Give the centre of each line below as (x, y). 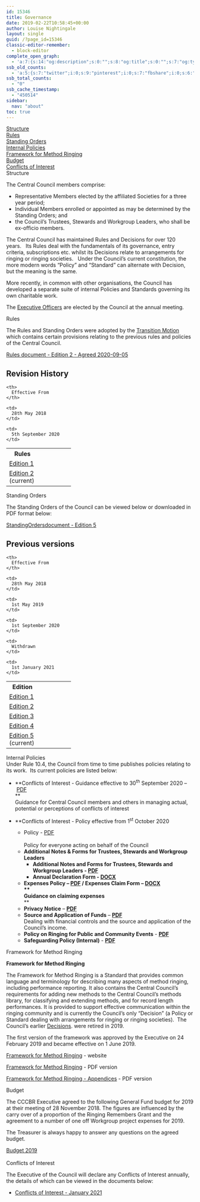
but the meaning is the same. (42, 271)
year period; (30, 203)
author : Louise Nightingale (41, 28)
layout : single (25, 34)
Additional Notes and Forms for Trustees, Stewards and (103, 864)
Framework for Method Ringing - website (57, 1056)
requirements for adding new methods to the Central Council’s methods (94, 994)
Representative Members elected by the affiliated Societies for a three (101, 196)
